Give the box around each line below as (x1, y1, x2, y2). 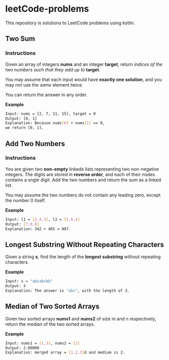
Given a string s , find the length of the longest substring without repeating (5, 254, 161, 260)
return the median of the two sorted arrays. (5, 321, 95, 327)
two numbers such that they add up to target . (5, 66, 101, 72)
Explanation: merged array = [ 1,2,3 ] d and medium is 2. (5, 350, 125, 355)
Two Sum (5, 34, 35, 43)
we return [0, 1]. (5, 125, 44, 131)
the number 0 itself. (5, 197, 46, 203)
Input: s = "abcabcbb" (5, 279, 53, 284)
